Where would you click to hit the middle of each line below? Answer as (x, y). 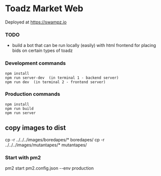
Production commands (33, 94)
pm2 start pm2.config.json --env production (50, 168)
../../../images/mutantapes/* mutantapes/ (46, 145)
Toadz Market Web (44, 9)
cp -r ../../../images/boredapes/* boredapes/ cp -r (55, 139)
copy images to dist (35, 128)
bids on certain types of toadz (42, 51)
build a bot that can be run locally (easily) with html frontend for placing (84, 45)
